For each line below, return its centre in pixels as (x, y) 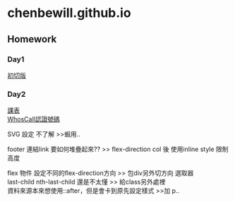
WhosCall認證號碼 (34, 119)
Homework (32, 39)
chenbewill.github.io (70, 13)
